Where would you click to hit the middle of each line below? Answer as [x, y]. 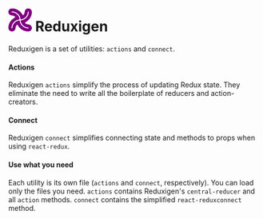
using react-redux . [39, 146]
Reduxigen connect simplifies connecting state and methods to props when [132, 138]
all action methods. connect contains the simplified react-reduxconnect [125, 199]
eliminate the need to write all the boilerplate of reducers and [109, 94]
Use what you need [41, 165]
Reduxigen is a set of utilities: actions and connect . [92, 49]
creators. [23, 102]
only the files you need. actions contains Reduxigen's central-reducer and [132, 191]
